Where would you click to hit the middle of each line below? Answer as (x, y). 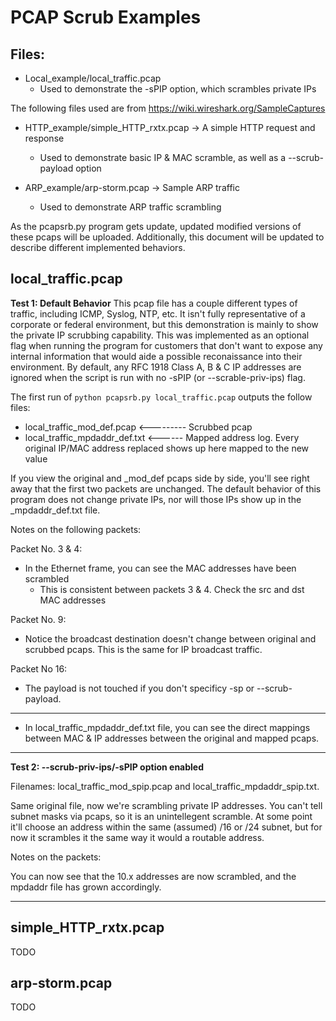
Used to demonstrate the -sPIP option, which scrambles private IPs (178, 89)
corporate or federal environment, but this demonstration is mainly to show (164, 324)
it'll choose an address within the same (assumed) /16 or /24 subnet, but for (166, 827)
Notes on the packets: (56, 857)
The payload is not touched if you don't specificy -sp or (139, 688)
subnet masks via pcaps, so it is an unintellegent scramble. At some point (161, 816)
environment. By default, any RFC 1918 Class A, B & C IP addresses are (156, 367)
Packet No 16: (39, 668)
